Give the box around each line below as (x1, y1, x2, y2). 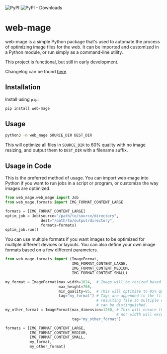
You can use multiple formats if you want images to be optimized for (5, 236, 145, 242)
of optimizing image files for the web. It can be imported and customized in (5, 44, 159, 50)
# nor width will (116, 312, 153, 317)
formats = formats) (40, 222, 77, 228)
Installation (5, 83, 41, 92)
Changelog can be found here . (5, 68, 68, 74)
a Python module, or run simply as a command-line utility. (5, 49, 123, 55)
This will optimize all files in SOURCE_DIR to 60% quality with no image (5, 142, 146, 148)
